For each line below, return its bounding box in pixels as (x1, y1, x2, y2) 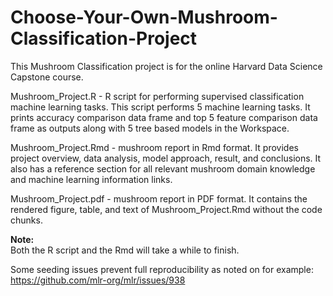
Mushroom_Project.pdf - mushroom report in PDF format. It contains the (10, 192, 308, 205)
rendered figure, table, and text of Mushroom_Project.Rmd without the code (10, 203, 323, 215)
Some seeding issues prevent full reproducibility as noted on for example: (10, 263, 314, 275)
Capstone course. (10, 71, 84, 83)
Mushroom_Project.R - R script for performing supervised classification (10, 90, 305, 102)
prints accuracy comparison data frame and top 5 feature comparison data (10, 111, 318, 123)
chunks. (10, 214, 43, 226)
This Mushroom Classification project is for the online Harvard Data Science (10, 60, 323, 72)
